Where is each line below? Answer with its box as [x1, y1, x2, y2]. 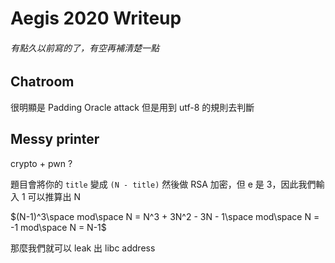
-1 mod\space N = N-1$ [10, 221, 107, 233]
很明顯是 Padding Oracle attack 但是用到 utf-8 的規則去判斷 [10, 101, 255, 113]
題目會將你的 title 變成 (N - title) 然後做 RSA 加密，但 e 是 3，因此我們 [10, 178, 317, 190]
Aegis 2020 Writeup [10, 7, 182, 30]
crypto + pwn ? [10, 157, 73, 169]
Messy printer [10, 131, 100, 148]
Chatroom [10, 73, 75, 91]
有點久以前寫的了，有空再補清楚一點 [10, 42, 160, 54]
